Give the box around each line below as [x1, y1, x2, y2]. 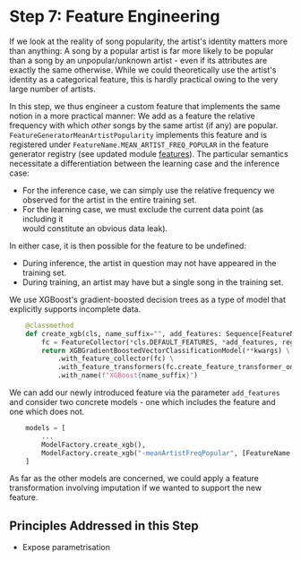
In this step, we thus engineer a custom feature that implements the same [9, 100, 280, 111]
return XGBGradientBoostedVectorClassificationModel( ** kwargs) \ [41, 346, 291, 355]
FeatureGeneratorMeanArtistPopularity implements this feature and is [9, 129, 267, 140]
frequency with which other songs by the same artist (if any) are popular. [9, 119, 279, 131]
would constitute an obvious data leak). [21, 222, 168, 234]
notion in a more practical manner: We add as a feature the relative [9, 110, 255, 121]
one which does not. [9, 406, 85, 418]
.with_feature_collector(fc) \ [56, 354, 175, 364]
